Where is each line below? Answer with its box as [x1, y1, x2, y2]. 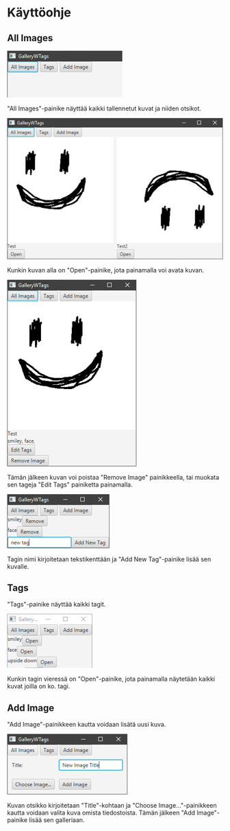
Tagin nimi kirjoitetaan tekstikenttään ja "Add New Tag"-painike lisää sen [7, 554, 212, 563]
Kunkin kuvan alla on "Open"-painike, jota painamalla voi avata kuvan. [7, 266, 205, 274]
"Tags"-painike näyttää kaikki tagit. [7, 600, 106, 609]
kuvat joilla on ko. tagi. [7, 682, 71, 690]
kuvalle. [7, 562, 29, 570]
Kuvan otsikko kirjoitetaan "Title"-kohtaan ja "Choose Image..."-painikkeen [7, 801, 217, 810]
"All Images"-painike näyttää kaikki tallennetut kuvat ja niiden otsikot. [7, 104, 202, 113]
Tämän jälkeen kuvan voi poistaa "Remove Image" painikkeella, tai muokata [7, 473, 220, 481]
